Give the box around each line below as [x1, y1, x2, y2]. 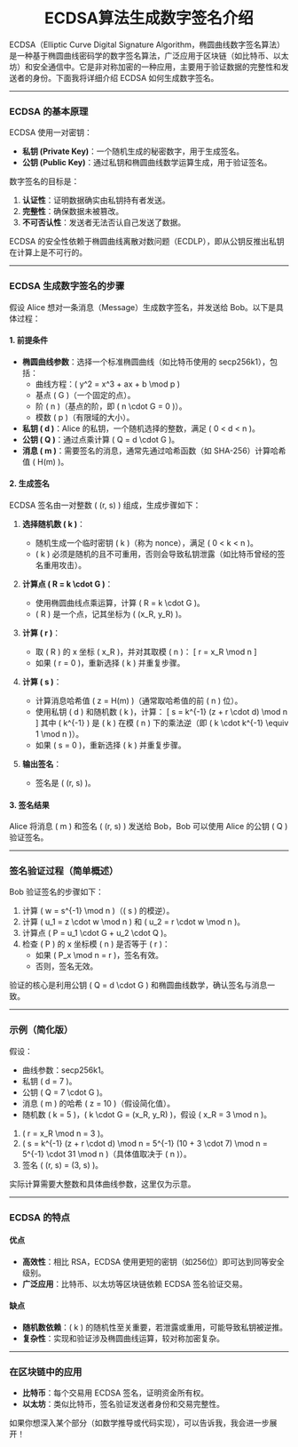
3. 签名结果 [9, 799, 51, 810]
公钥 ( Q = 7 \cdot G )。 [21, 1086, 108, 1098]
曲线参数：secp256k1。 [21, 1064, 109, 1075]
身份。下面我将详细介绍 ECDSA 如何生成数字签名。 [32, 72, 219, 83]
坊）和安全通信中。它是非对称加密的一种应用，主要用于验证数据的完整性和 [9, 61, 281, 72]
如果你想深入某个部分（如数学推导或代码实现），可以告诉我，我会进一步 [9, 1418, 270, 1428]
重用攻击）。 [43, 559, 87, 570]
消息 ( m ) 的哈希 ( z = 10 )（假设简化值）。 [21, 1098, 176, 1108]
